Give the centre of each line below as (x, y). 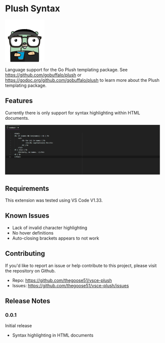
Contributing (25, 254)
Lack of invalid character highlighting (50, 228)
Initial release (18, 326)
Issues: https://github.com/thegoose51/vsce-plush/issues (70, 285)
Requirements (27, 189)
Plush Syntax (33, 9)
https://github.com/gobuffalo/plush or (43, 75)
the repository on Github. (30, 271)
